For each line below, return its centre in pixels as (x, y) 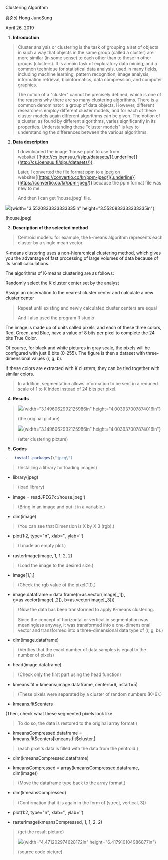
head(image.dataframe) (37, 664)
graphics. (27, 85)
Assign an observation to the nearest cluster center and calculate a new (79, 293)
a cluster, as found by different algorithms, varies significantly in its (87, 121)
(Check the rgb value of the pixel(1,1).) (57, 585)
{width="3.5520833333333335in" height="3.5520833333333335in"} (82, 208)
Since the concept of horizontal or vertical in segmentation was (83, 619)
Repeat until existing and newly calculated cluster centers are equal (87, 308)
